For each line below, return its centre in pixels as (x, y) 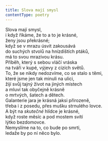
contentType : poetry (28, 15)
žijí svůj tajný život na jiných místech (44, 84)
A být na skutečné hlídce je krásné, (42, 111)
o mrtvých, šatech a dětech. (35, 95)
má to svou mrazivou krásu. (35, 56)
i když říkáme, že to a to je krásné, (42, 35)
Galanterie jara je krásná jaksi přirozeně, (48, 100)
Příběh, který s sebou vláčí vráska (41, 62)
